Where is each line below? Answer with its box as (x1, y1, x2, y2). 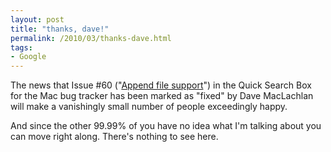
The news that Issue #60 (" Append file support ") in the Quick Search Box (10, 79, 312, 91)
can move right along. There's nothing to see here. (10, 131, 219, 143)
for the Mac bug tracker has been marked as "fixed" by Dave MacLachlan (10, 90, 314, 102)
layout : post (10, 14, 65, 25)
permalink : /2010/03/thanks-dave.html (10, 33, 172, 43)
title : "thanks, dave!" (10, 24, 110, 34)
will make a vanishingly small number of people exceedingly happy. (10, 101, 288, 113)
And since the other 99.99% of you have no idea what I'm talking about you (10, 120, 322, 132)
